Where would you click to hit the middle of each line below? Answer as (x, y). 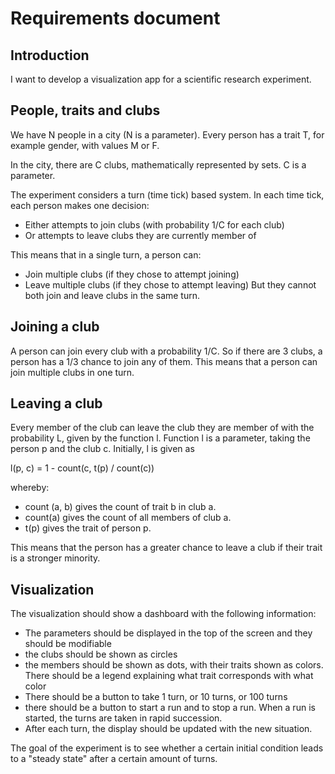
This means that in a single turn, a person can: (106, 254)
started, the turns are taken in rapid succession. (123, 718)
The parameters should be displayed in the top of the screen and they (168, 633)
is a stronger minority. (55, 558)
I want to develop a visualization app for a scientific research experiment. (161, 79)
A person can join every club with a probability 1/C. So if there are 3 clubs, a (166, 351)
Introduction (50, 55)
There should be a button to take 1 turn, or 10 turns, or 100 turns (156, 697)
